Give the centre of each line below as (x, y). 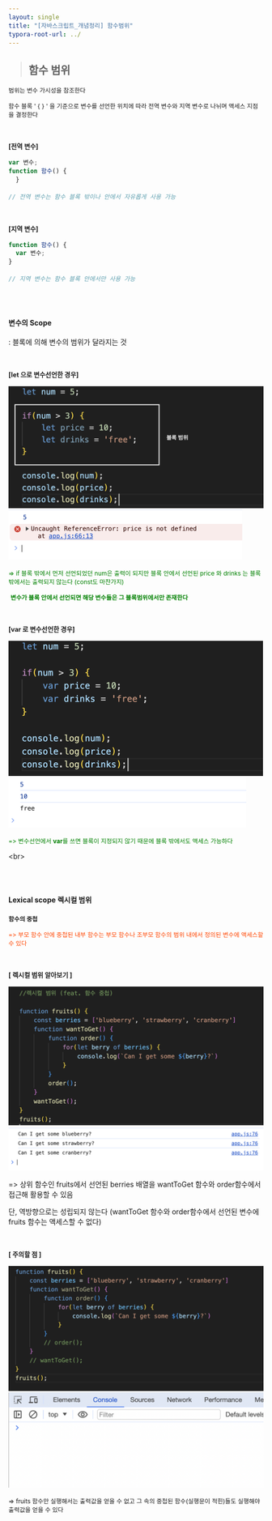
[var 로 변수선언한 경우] (42, 629)
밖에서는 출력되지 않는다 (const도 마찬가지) (66, 582)
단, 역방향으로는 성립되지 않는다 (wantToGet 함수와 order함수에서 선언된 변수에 (134, 1212)
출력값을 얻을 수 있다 (36, 1510)
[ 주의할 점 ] (25, 1255)
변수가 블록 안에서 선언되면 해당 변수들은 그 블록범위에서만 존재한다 (99, 597)
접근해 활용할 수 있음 (41, 1195)
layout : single (34, 17)
